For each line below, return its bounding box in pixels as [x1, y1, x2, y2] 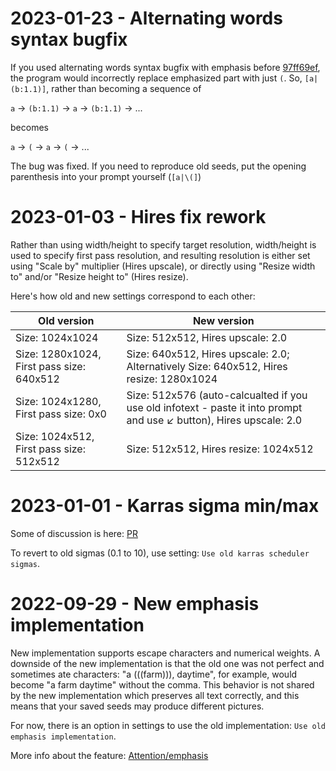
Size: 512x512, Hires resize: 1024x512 [126, 442, 314, 456]
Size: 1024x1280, [15, 394, 102, 408]
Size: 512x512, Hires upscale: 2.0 [126, 330, 288, 344]
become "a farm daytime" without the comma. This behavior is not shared [10, 678, 315, 691]
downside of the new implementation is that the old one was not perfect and [10, 657, 325, 669]
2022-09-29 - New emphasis [10, 593, 260, 615]
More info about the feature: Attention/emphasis [10, 749, 209, 761]
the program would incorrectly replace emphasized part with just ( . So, [10, 72, 303, 84]
